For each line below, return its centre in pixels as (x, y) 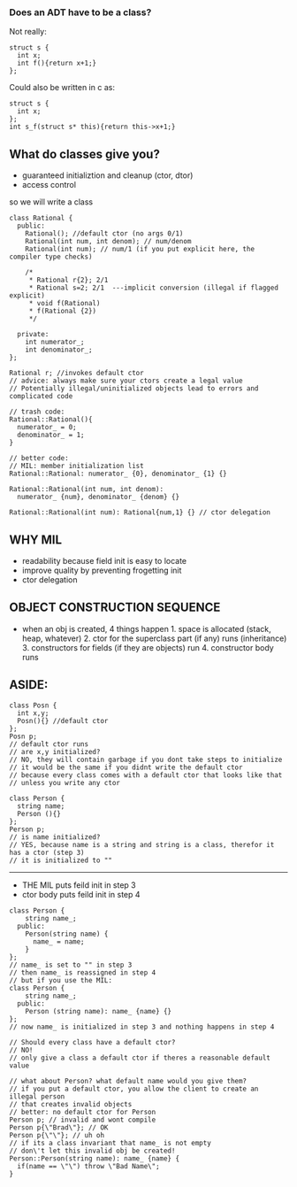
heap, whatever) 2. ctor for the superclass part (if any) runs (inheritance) (154, 638)
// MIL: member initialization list (76, 466)
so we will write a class (51, 202)
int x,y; (33, 713)
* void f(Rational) (65, 304)
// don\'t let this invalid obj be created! (92, 1151)
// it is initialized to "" (61, 860)
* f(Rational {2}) (63, 312)
